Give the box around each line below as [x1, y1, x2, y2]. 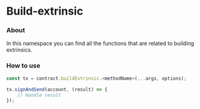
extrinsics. [6, 46, 32, 54]
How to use [6, 62, 41, 70]
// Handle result [17, 92, 62, 98]
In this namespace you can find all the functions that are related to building [6, 40, 195, 47]
